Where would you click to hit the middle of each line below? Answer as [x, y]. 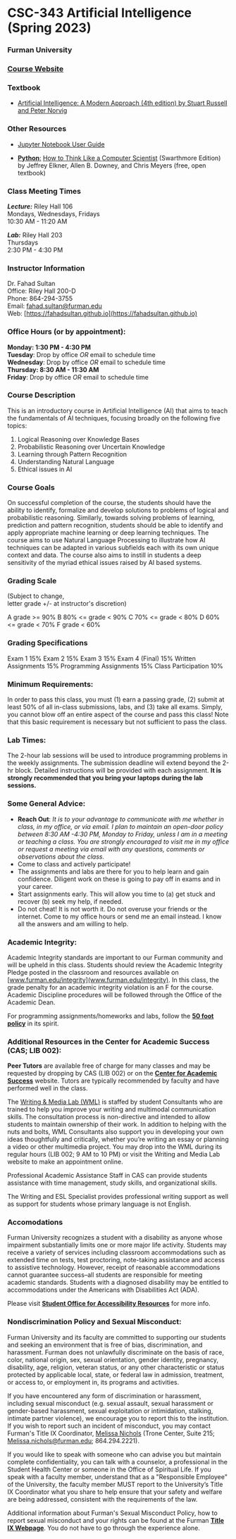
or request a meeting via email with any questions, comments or [111, 849]
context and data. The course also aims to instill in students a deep [105, 555]
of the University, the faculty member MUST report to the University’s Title [115, 1484]
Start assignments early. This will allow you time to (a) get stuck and [116, 894]
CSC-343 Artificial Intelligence [100, 13]
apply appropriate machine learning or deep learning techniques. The [108, 532]
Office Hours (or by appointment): [67, 332]
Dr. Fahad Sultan [31, 284]
